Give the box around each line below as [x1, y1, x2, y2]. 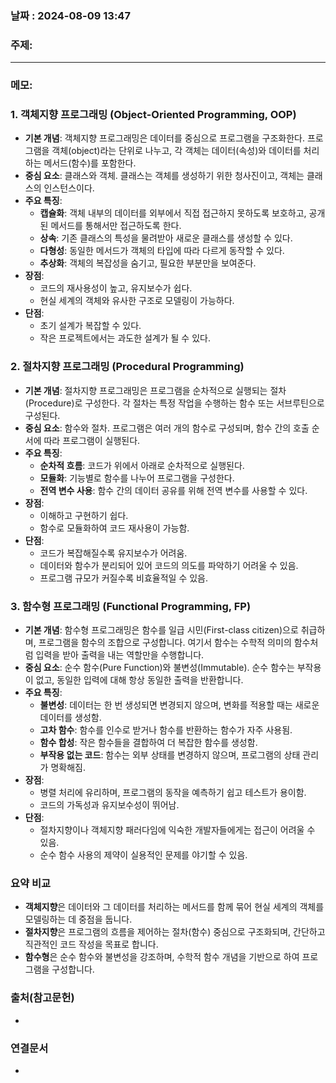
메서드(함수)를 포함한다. [43, 157, 137, 169]
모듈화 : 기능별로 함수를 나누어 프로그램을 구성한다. [39, 472, 235, 484]
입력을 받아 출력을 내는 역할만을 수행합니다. [35, 649, 205, 661]
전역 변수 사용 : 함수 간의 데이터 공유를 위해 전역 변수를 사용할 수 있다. [39, 484, 308, 496]
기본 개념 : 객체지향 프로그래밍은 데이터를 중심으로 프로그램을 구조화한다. [24, 132, 305, 144]
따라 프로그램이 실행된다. [43, 434, 141, 446]
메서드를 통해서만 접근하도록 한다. [50, 220, 182, 232]
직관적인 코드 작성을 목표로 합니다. [24, 938, 159, 951]
